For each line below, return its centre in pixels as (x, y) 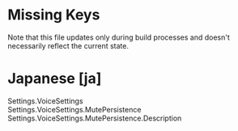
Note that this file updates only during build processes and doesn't (119, 37)
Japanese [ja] (55, 79)
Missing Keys (54, 15)
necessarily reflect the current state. (68, 45)
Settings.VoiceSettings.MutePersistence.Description (95, 118)
